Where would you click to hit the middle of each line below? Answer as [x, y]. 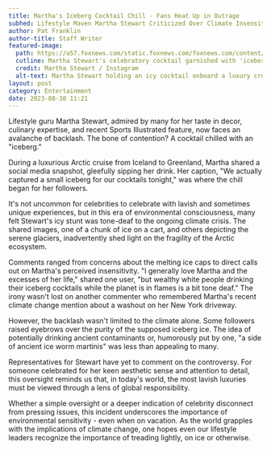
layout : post [30, 83]
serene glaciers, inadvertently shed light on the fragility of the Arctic [122, 238]
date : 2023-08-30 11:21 [48, 98]
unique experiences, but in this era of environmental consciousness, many [132, 212]
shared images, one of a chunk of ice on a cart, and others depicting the [128, 230]
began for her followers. [48, 188]
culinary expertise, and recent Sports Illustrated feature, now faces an [124, 130]
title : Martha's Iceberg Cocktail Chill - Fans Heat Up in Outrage [124, 16]
